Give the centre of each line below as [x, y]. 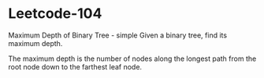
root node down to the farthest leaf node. [75, 66]
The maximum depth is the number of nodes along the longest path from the [132, 58]
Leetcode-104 [55, 14]
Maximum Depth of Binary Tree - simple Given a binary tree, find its [117, 35]
